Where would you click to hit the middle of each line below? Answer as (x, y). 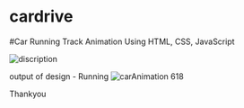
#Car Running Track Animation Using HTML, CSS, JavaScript (122, 41)
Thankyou (28, 94)
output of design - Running (59, 76)
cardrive (41, 17)
